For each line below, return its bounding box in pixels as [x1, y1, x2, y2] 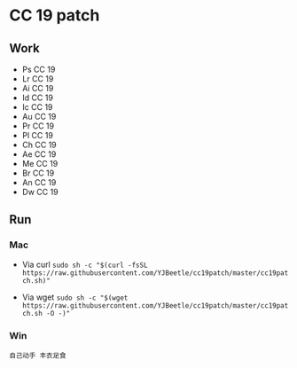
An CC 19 [21, 177, 57, 187]
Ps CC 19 [21, 64, 56, 74]
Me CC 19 [21, 159, 59, 168]
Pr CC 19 [21, 121, 55, 131]
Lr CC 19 [21, 74, 54, 84]
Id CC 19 [21, 92, 53, 103]
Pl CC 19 [21, 130, 53, 140]
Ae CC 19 [21, 149, 57, 160]
